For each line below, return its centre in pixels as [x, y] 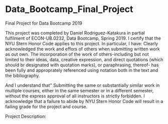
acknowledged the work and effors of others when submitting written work [82, 49]
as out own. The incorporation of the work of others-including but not [77, 54]
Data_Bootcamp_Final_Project [69, 9]
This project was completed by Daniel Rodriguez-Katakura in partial [75, 33]
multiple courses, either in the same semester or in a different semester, [79, 90]
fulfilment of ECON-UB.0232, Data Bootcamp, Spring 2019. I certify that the [83, 38]
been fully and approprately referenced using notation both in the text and [82, 70]
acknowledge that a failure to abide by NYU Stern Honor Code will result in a [84, 101]
